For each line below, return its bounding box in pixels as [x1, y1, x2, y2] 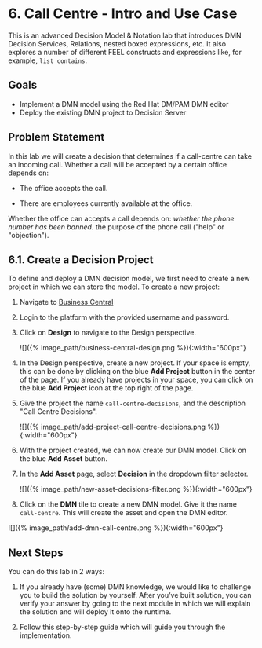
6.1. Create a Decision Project [8, 253, 155, 266]
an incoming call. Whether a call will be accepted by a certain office [8, 159, 227, 169]
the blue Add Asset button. [19, 454, 108, 463]
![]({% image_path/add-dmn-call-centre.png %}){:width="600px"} [8, 523, 224, 533]
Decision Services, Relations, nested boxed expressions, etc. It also [8, 38, 226, 48]
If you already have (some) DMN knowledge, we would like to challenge [19, 582, 252, 591]
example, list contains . [8, 56, 88, 65]
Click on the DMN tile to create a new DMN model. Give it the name [19, 500, 238, 509]
